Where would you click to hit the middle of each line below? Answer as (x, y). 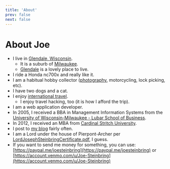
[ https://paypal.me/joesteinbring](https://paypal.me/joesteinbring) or (84, 150)
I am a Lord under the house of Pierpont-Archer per (66, 134)
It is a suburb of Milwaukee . (49, 64)
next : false (18, 19)
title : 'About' (21, 10)
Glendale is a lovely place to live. (54, 70)
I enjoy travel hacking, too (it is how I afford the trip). (75, 102)
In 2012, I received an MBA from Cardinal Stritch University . (75, 123)
